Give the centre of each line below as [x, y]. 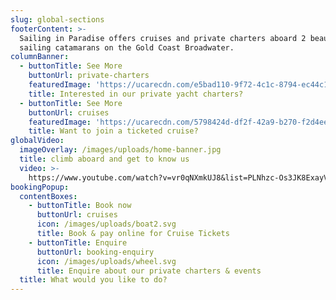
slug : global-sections [57, 19]
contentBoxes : [48, 196]
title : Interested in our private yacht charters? [136, 94]
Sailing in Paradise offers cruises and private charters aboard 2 [163, 38]
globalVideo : [37, 141]
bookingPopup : [40, 187]
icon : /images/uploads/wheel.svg [106, 261]
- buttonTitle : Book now [80, 206]
